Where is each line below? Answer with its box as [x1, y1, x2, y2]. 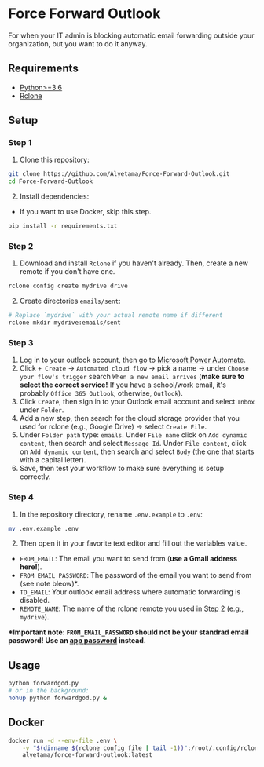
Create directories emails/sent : [19, 296, 121, 306]
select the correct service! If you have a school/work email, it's [19, 380, 226, 389]
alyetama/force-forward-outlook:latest [22, 751, 153, 759]
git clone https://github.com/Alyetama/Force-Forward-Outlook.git [8, 170, 230, 178]
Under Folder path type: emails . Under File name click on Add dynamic [19, 430, 247, 440]
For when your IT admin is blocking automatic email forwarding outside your [8, 31, 255, 40]
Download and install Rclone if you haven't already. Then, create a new [19, 258, 249, 268]
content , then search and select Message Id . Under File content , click [19, 439, 247, 448]
